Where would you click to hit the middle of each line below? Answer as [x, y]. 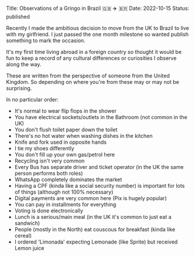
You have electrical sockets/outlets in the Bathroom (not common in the [101, 117]
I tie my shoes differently [44, 148]
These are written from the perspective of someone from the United [88, 76]
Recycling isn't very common [49, 161]
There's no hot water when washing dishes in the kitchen [83, 136]
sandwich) [27, 223]
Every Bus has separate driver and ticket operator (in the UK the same [99, 167]
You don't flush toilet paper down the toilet [66, 130]
